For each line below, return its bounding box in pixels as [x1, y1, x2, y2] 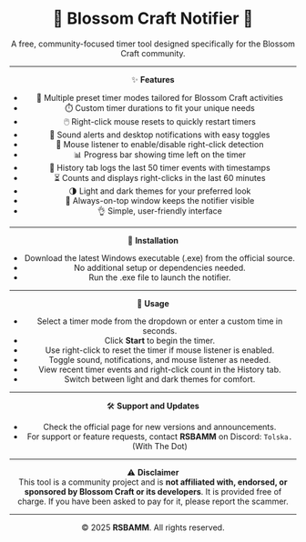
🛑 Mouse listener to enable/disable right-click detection [56, 138, 264, 149]
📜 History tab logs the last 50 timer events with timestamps [48, 162, 270, 173]
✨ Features [131, 74, 175, 85]
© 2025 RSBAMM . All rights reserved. [81, 522, 225, 533]
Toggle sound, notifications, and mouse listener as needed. [48, 354, 271, 365]
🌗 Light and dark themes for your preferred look [67, 186, 251, 196]
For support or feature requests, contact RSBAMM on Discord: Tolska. [26, 431, 293, 442]
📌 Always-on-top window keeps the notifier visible [65, 195, 255, 206]
